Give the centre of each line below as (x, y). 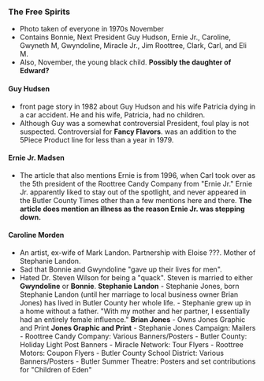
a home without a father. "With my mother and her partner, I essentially (135, 311)
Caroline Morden (36, 235)
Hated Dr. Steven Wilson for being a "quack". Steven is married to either (136, 277)
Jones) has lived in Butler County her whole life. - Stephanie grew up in (135, 302)
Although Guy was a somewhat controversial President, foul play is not (134, 123)
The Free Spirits (39, 12)
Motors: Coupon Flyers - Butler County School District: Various (122, 353)
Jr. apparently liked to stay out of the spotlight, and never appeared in (133, 192)
